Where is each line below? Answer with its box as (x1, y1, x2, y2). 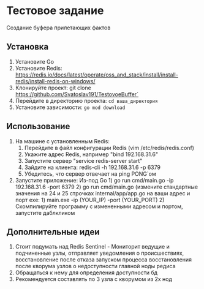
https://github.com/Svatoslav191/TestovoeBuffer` (15, 90, 139, 98)
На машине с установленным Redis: (15, 137, 110, 144)
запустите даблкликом (15, 209, 75, 216)
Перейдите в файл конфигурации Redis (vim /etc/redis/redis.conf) (24, 144, 195, 151)
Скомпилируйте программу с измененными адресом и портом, (15, 203, 183, 210)
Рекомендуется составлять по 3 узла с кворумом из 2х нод (15, 276, 173, 283)
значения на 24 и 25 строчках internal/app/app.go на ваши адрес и (15, 189, 191, 197)
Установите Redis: (15, 64, 62, 72)
